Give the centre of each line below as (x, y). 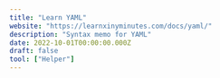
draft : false (34, 51)
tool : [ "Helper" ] (42, 59)
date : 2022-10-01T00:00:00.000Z (70, 43)
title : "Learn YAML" (48, 17)
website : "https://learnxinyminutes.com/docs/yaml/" (111, 26)
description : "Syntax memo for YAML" (81, 34)
